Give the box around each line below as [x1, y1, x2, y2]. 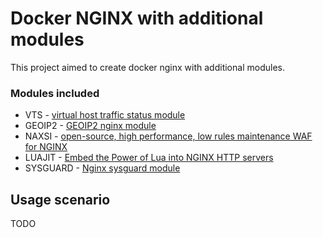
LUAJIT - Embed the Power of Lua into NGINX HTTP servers [24, 152, 274, 164]
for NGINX [24, 141, 68, 153]
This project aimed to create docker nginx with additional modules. [10, 61, 285, 73]
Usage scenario [10, 191, 111, 208]
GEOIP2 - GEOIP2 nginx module [24, 120, 157, 132]
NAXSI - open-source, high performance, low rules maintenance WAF [24, 130, 313, 142]
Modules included [10, 86, 100, 100]
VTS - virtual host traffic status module [24, 109, 186, 121]
